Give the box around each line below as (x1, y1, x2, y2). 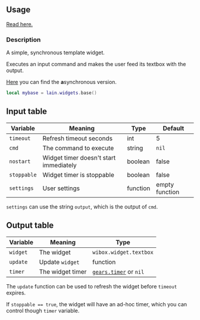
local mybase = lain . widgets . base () (6, 90, 97, 96)
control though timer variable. (6, 307, 80, 314)
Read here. (6, 20, 33, 27)
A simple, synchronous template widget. (6, 49, 105, 56)
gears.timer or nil (92, 268, 145, 276)
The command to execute (42, 144, 114, 152)
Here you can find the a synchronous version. (6, 79, 117, 86)
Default (162, 124, 185, 132)
